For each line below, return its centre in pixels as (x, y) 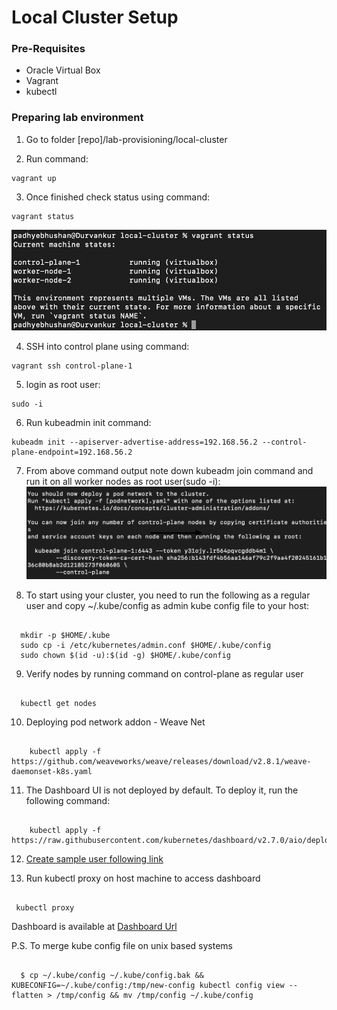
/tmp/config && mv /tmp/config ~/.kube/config (154, 995)
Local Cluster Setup (95, 17)
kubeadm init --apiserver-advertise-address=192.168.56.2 (134, 442)
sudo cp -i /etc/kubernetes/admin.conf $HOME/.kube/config (146, 645)
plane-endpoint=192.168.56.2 (72, 452)
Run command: (57, 158)
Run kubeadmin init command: (88, 422)
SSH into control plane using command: (107, 346)
